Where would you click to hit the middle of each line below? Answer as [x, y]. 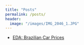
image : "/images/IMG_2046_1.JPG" [44, 23]
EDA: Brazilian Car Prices [38, 38]
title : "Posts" [21, 10]
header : [13, 19]
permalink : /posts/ [25, 14]
